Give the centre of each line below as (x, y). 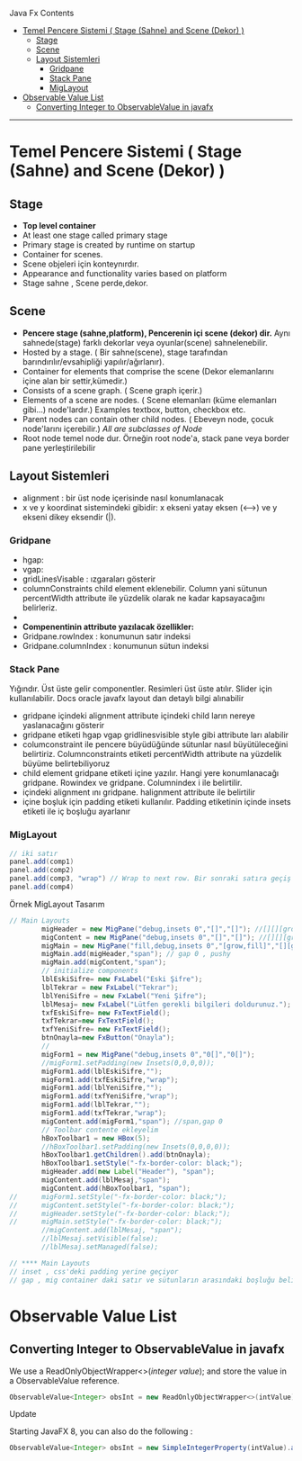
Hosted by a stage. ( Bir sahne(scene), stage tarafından (125, 352)
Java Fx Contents (42, 13)
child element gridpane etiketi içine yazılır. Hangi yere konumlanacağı (151, 773)
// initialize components (90, 971)
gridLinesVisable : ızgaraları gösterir (89, 579)
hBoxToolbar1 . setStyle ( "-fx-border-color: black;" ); (142, 1163)
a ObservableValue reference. (64, 1380)
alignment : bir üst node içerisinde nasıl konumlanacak (123, 498)
